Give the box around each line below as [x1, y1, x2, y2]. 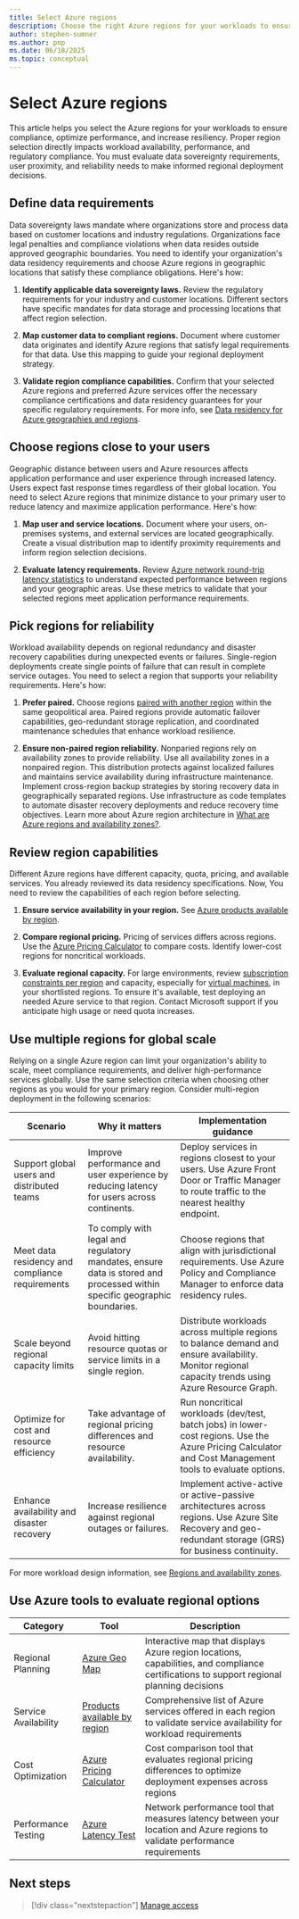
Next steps [9, 1876, 71, 1891]
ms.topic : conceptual [9, 54, 90, 63]
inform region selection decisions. [21, 546, 147, 558]
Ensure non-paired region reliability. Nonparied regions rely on [21, 743, 256, 754]
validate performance [145, 1834, 235, 1847]
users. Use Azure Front [180, 1163, 277, 1175]
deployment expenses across [145, 1775, 269, 1788]
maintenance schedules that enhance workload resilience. [21, 726, 236, 736]
